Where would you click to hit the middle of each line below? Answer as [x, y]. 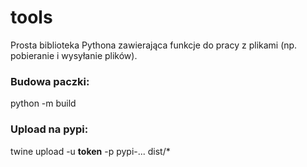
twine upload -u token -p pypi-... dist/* [90, 151]
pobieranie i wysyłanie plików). [74, 55]
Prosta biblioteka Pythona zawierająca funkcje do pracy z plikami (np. [154, 45]
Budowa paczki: [50, 81]
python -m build [43, 103]
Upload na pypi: [49, 129]
